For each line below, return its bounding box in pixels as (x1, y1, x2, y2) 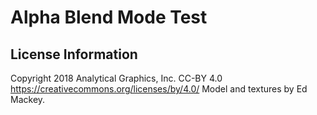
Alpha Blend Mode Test (10, 6, 208, 29)
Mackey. (10, 94, 46, 105)
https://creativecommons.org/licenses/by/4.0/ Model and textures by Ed (10, 83, 308, 95)
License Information (10, 46, 138, 63)
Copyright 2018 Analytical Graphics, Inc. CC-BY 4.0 (10, 72, 223, 84)
